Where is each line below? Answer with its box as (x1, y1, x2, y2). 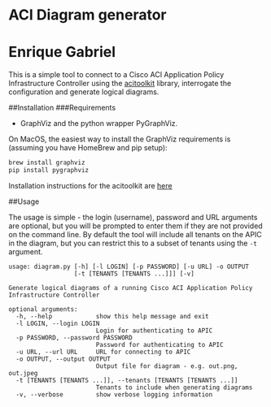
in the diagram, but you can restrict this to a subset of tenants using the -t (8, 238, 258, 248)
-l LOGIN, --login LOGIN (15, 319, 100, 327)
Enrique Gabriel (8, 43, 116, 62)
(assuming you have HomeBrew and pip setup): (8, 143, 168, 153)
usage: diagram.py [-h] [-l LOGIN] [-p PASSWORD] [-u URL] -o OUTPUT (8, 262, 250, 271)
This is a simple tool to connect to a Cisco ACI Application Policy (8, 70, 225, 80)
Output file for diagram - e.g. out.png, (95, 362, 238, 370)
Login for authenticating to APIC (95, 327, 213, 335)
